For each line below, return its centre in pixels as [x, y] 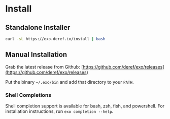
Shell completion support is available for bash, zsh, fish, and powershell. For [85, 106]
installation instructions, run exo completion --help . [59, 111]
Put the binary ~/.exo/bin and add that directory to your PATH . [70, 82]
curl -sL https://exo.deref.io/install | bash [55, 39]
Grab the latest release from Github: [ [44, 67]
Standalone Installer [38, 27]
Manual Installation [36, 55]
